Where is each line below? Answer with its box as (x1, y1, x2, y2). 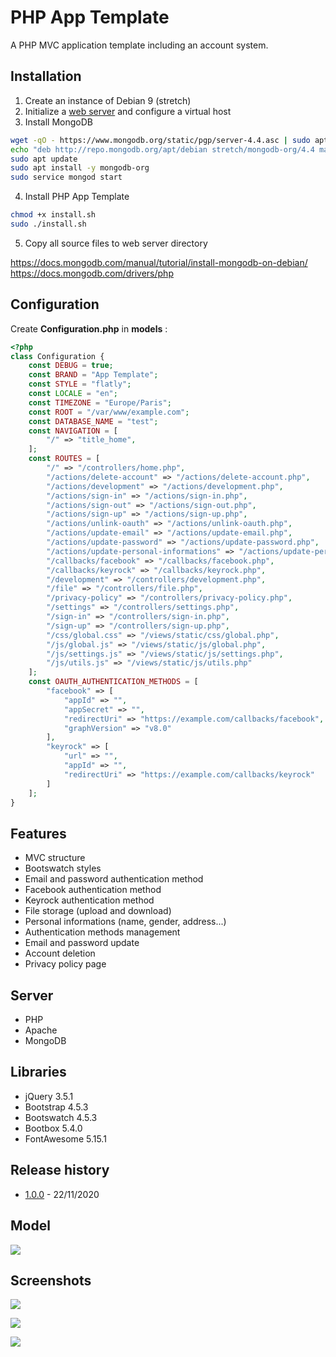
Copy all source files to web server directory (24, 237, 208, 249)
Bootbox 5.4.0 (24, 1122, 83, 1134)
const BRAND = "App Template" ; (28, 370, 159, 380)
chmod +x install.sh (10, 210, 97, 220)
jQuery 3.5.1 (24, 1090, 74, 1102)
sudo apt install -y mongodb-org (10, 163, 150, 173)
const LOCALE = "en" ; (28, 389, 118, 399)
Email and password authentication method (24, 873, 204, 885)
